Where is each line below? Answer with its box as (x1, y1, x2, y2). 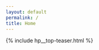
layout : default (5, 9, 47, 15)
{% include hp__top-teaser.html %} (5, 37, 94, 45)
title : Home (5, 20, 36, 26)
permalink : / (5, 15, 39, 21)
